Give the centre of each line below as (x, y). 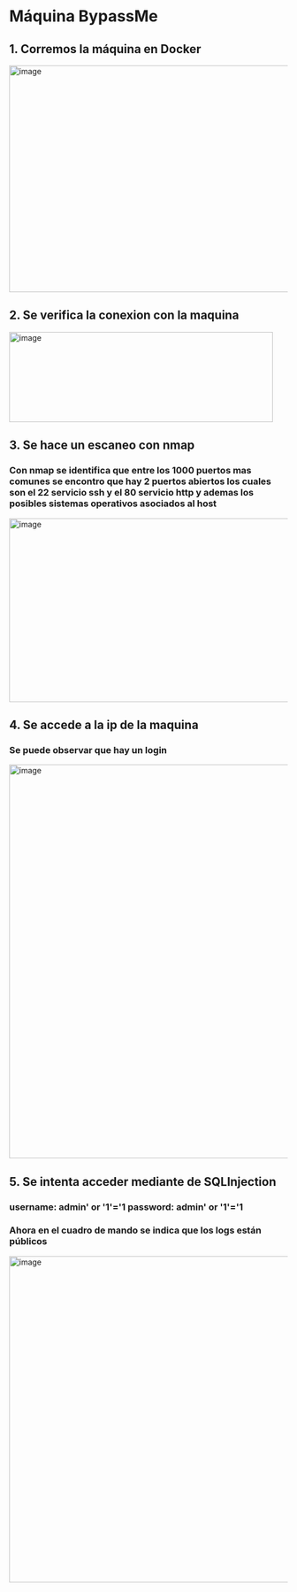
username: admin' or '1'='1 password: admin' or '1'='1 (126, 1207)
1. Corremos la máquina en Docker (105, 49)
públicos (28, 1242)
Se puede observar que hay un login (88, 750)
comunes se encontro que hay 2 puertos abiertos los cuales (141, 481)
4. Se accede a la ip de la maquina (104, 724)
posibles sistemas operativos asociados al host (113, 504)
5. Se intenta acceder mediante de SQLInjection (143, 1182)
